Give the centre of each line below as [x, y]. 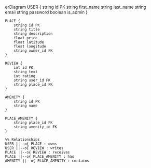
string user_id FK [32, 80]
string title [27, 30]
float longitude [30, 46]
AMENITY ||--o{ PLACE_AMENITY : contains [47, 161]
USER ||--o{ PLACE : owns [31, 144]
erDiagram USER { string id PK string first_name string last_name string [75, 7]
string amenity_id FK [35, 127]
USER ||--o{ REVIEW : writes [34, 148]
